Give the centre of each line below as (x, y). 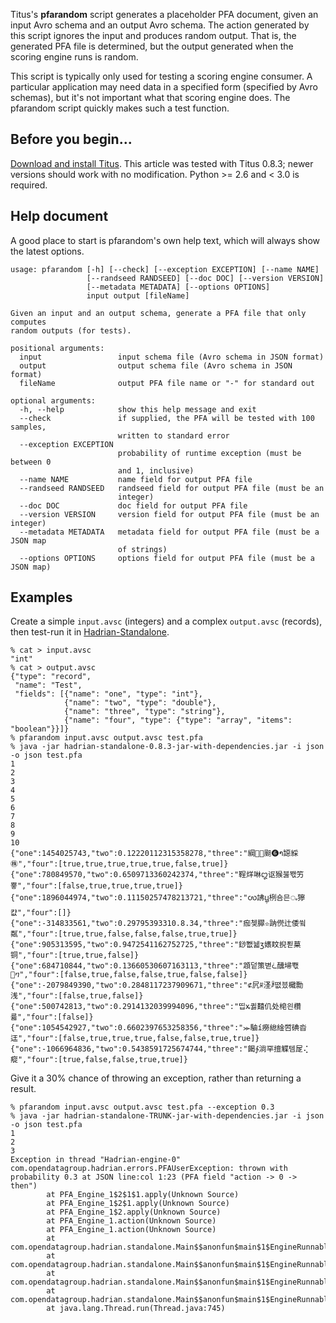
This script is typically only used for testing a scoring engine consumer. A (161, 76)
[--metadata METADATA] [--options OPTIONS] (178, 287)
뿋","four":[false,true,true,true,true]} (96, 886)
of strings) (142, 549)
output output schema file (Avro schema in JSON (156, 365)
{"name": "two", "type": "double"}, (140, 703)
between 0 (31, 462)
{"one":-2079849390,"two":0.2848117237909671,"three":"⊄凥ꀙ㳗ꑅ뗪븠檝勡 (157, 985)
